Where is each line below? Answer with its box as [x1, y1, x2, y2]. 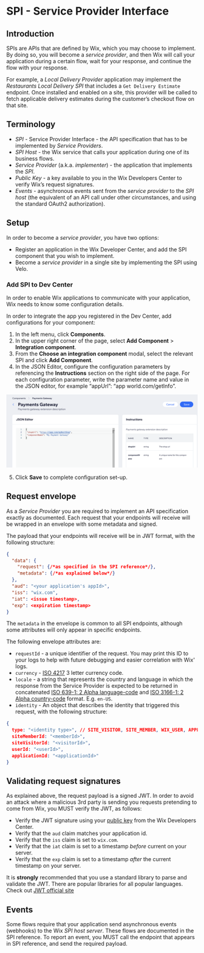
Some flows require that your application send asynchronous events [6, 921, 177, 928]
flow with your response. [6, 64, 69, 71]
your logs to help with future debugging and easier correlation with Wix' [15, 656, 195, 664]
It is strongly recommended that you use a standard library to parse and [6, 874, 187, 881]
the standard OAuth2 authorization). [15, 200, 105, 208]
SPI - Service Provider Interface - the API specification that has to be [15, 135, 188, 142]
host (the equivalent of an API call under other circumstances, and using [15, 194, 196, 201]
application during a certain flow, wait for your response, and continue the [6, 58, 191, 65]
